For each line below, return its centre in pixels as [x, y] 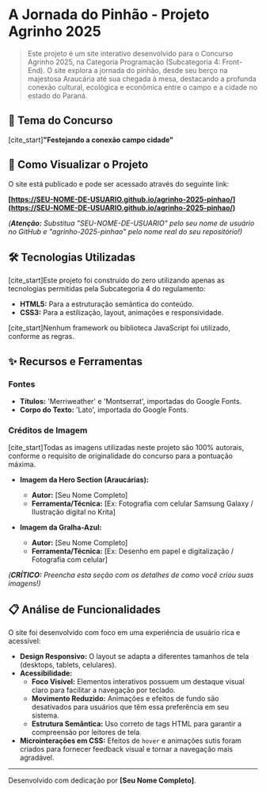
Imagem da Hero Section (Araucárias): [84, 480]
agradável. [37, 758]
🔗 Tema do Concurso [61, 121]
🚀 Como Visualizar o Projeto [78, 165]
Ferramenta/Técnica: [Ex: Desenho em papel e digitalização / [133, 551]
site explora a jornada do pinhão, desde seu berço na [141, 70]
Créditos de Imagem [48, 430]
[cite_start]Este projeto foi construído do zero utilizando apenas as [117, 280]
